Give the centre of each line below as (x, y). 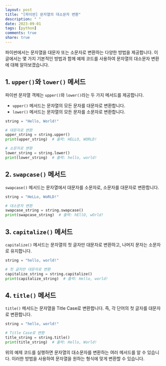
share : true (17, 38)
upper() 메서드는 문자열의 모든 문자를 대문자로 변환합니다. (69, 106)
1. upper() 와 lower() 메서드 (46, 82)
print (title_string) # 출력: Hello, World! (51, 342)
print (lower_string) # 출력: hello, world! (51, 157)
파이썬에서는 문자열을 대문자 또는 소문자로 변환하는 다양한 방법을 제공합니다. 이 (82, 52)
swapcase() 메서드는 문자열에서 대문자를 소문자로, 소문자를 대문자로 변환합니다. (82, 187)
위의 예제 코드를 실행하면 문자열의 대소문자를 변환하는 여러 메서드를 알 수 (76, 352)
